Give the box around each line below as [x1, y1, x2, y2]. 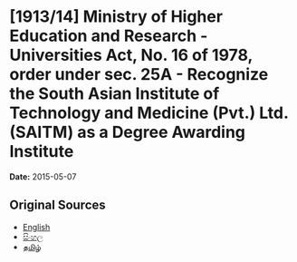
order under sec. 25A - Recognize [9, 64, 269, 85]
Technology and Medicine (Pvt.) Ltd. [9, 102, 289, 123]
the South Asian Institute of [9, 83, 220, 104]
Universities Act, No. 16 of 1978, [9, 45, 254, 65]
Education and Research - [9, 25, 208, 46]
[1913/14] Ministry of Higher [9, 6, 224, 27]
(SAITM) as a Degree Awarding [9, 122, 246, 142]
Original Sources [9, 198, 106, 213]
